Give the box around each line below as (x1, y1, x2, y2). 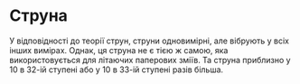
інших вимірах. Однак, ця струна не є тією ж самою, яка (9, 44, 229, 55)
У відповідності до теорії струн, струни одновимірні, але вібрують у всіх (9, 35, 289, 46)
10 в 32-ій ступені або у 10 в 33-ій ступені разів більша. (9, 64, 224, 75)
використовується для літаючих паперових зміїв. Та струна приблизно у (9, 54, 291, 65)
